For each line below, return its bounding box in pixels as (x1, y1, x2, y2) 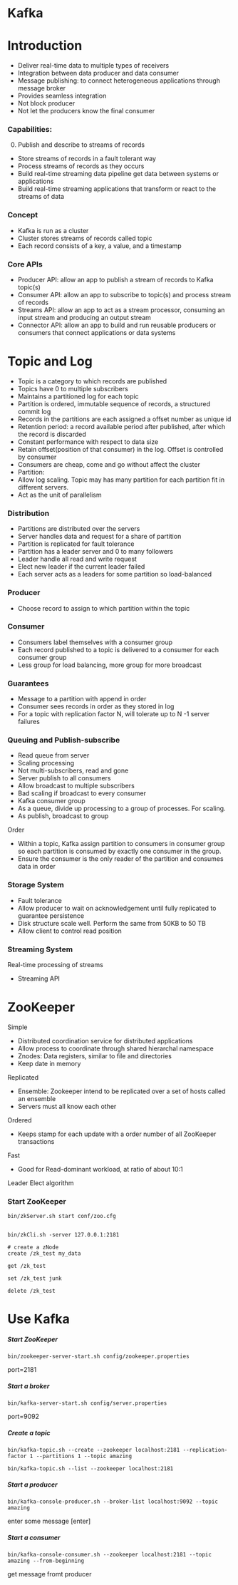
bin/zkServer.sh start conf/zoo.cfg (7, 1213, 116, 1220)
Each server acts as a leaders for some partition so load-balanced (17, 570, 212, 579)
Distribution (7, 508, 50, 518)
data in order (17, 862, 56, 871)
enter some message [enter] (7, 1517, 91, 1526)
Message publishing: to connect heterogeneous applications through (17, 76, 221, 85)
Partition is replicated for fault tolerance (17, 539, 135, 548)
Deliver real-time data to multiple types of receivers (17, 61, 170, 70)
